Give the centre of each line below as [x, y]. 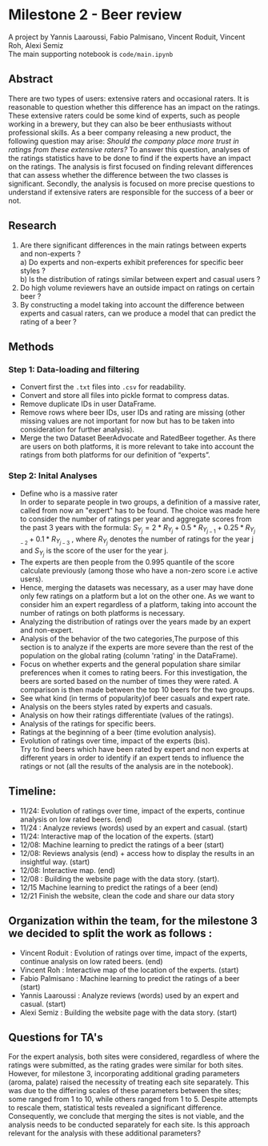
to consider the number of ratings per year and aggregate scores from [136, 519]
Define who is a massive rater [69, 493]
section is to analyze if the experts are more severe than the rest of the [136, 647]
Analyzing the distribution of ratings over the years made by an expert [135, 621]
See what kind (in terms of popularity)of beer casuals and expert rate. [135, 698]
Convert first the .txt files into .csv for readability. [103, 387]
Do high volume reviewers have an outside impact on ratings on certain [137, 288]
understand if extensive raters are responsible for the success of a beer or [131, 192]
